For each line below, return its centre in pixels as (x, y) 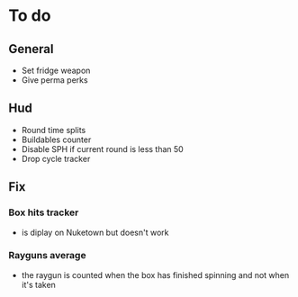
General (32, 49)
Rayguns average (47, 256)
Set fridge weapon (56, 70)
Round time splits (54, 130)
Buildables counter (56, 139)
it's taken (38, 284)
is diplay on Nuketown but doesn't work (95, 232)
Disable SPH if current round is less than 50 (102, 148)
